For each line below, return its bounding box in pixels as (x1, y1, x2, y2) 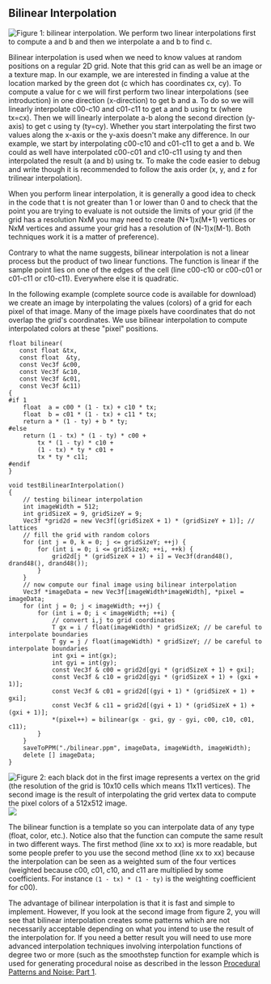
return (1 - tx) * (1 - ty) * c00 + (23, 432, 147, 440)
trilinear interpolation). (8, 173, 83, 183)
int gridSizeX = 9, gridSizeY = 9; (23, 509, 143, 518)
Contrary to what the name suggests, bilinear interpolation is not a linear (8, 247, 249, 257)
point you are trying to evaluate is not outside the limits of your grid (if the (8, 206, 254, 216)
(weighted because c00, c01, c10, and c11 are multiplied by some (8, 865, 224, 874)
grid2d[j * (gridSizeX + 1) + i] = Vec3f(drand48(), (51, 552, 233, 561)
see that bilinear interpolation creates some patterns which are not (8, 915, 231, 925)
